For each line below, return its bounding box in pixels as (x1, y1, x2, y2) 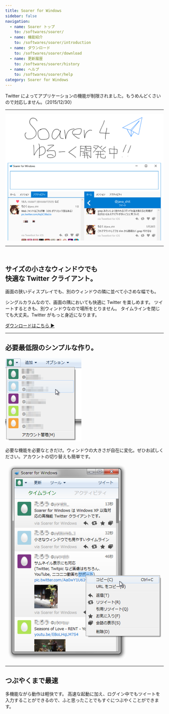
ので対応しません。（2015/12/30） (5, 99, 74, 105)
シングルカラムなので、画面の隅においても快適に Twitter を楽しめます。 (5, 299, 153, 305)
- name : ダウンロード (10, 45, 50, 50)
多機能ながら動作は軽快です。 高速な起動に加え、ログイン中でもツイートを (5, 691, 160, 697)
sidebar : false (5, 13, 37, 19)
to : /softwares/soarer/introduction (14, 40, 92, 45)
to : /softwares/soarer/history (14, 61, 80, 67)
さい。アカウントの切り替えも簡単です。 (9, 453, 93, 460)
